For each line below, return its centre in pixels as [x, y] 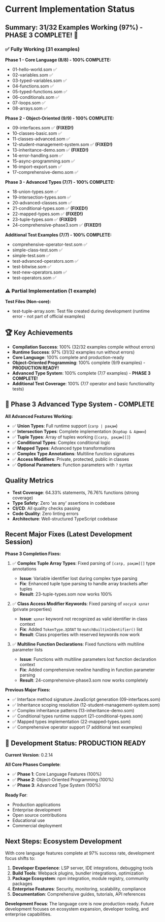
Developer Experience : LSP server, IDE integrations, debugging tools [83, 868]
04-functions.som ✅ [33, 86]
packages [22, 884]
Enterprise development [37, 810]
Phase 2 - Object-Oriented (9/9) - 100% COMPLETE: [60, 118]
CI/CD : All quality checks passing [46, 508]
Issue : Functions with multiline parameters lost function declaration [88, 659]
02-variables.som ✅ [33, 75]
